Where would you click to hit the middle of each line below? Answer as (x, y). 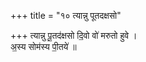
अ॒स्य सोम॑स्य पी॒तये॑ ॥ (43, 46)
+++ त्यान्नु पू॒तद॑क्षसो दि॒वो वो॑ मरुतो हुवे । (74, 35)
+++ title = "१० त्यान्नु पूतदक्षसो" (66, 15)
